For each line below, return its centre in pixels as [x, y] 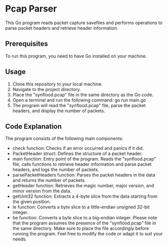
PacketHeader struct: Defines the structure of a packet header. [77, 153]
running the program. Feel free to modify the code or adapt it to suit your [88, 234]
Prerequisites [27, 44]
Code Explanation [33, 126]
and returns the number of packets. [49, 180]
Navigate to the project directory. [47, 89]
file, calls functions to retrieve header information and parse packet [82, 165]
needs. [20, 239]
